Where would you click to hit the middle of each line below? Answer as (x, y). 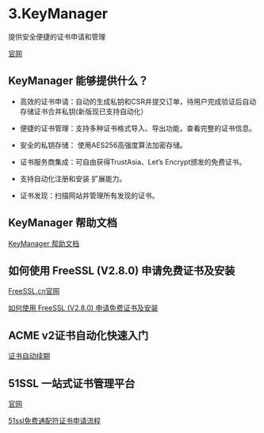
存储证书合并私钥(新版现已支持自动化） (84, 111)
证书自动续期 (29, 356)
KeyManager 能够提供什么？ (78, 81)
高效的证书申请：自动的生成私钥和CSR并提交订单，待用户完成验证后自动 (138, 101)
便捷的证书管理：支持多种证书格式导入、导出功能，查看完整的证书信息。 (138, 128)
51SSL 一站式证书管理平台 (72, 384)
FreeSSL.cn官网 (34, 291)
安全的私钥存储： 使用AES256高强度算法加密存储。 (103, 145)
